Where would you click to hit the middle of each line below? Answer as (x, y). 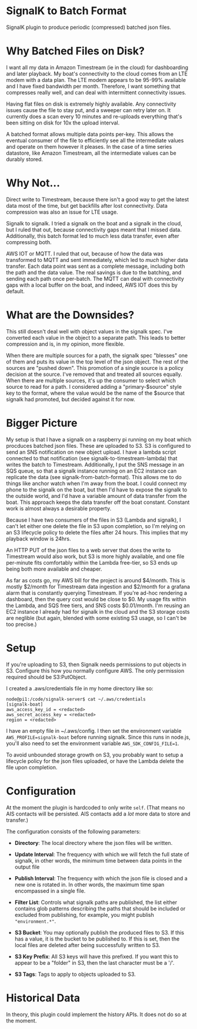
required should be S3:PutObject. (46, 677)
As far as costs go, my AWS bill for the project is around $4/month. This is (96, 580)
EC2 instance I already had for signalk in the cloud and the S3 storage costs (98, 611)
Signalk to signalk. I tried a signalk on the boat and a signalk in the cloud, (94, 223)
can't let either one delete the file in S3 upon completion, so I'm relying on (96, 526)
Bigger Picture (42, 423)
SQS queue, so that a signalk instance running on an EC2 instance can (91, 471)
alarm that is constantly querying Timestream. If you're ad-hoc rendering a (96, 593)
